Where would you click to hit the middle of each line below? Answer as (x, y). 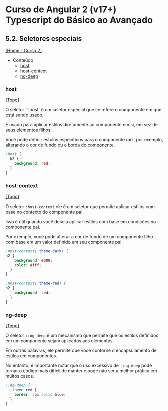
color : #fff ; (28, 265)
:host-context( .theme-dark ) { (37, 251)
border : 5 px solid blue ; (40, 394)
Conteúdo (23, 60)
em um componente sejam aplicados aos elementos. (60, 341)
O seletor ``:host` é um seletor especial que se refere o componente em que (83, 110)
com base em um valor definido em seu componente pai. (64, 242)
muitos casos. (20, 376)
